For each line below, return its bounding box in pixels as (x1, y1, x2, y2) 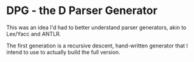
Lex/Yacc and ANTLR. (6, 30, 61, 37)
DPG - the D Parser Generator (6, 4, 158, 18)
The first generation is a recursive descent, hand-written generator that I (6, 42, 189, 49)
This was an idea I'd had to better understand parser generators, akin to (6, 24, 187, 31)
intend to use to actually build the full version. (6, 48, 120, 55)
